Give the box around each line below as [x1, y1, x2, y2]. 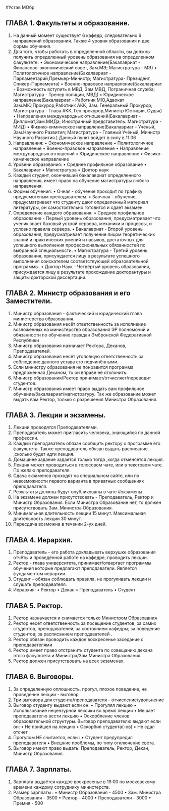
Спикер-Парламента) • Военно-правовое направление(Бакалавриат [13, 80, 162, 87]
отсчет [13, 729, 28, 735]
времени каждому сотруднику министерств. [13, 784, 110, 790]
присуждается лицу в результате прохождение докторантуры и [13, 269, 151, 275]
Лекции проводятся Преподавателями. [13, 424, 98, 431]
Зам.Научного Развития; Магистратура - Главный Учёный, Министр [13, 129, 160, 135]
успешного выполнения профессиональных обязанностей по [13, 242, 146, 248]
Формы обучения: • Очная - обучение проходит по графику [13, 188, 143, 194]
